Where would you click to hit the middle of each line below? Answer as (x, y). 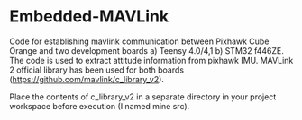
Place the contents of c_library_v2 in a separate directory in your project (143, 97)
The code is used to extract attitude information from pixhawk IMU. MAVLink (151, 60)
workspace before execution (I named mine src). (100, 106)
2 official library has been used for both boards (97, 70)
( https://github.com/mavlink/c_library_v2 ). (87, 79)
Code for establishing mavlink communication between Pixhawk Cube (139, 41)
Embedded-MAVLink (89, 17)
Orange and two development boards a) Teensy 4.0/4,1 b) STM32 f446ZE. (146, 50)
